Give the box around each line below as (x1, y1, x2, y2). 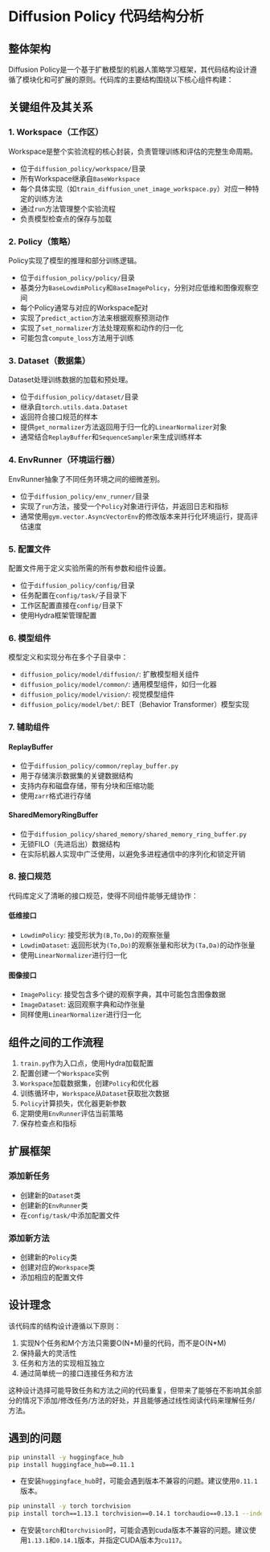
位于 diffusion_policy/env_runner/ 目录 (19, 491, 150, 501)
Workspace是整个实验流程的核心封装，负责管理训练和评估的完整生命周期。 (8, 146, 257, 156)
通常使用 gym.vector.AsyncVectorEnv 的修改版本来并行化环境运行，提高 (19, 511, 252, 521)
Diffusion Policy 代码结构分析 (8, 7, 204, 26)
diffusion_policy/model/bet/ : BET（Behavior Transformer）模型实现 (19, 700, 250, 709)
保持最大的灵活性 (19, 1348, 77, 1357)
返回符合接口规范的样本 (19, 412, 98, 422)
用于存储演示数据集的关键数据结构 (19, 771, 133, 781)
